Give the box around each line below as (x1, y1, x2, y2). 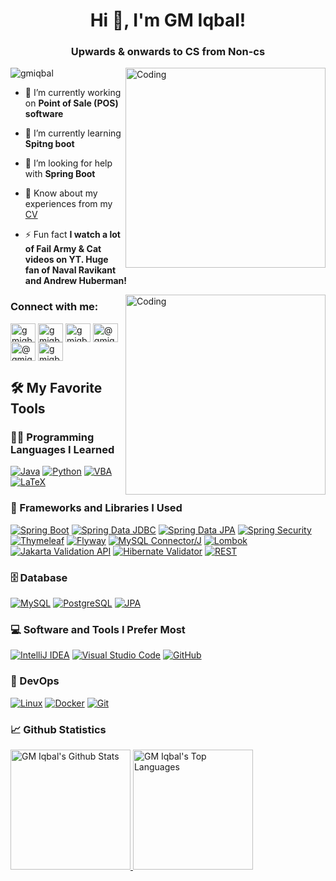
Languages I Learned (10, 443, 115, 457)
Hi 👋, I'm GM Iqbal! (89, 9, 247, 32)
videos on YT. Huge (24, 254, 109, 266)
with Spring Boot (24, 168, 96, 180)
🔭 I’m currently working (24, 87, 122, 99)
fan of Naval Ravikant (24, 264, 117, 276)
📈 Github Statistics (10, 722, 107, 736)
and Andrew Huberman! (24, 275, 127, 287)
